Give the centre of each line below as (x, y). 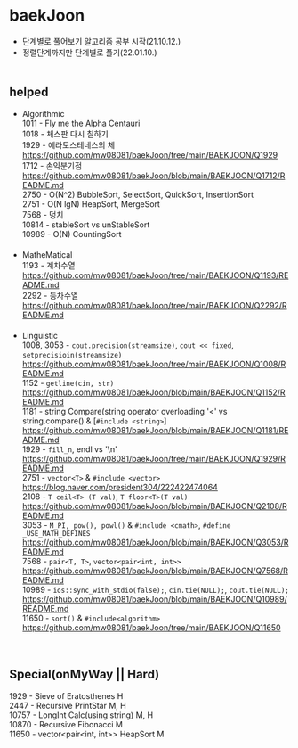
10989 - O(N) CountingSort (72, 234)
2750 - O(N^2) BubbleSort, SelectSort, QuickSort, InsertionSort (137, 194)
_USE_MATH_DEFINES (56, 533)
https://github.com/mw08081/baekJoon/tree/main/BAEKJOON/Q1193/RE (155, 275)
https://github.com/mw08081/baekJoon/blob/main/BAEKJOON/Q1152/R (154, 392)
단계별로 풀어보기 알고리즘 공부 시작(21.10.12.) (101, 41)
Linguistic (40, 335)
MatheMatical (47, 254)
